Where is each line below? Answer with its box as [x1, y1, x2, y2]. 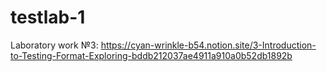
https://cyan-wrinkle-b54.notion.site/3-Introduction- [100, 39, 317, 51]
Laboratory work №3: [10, 39, 99, 51]
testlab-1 [10, 6, 86, 29]
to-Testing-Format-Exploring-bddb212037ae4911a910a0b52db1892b [10, 49, 293, 61]
